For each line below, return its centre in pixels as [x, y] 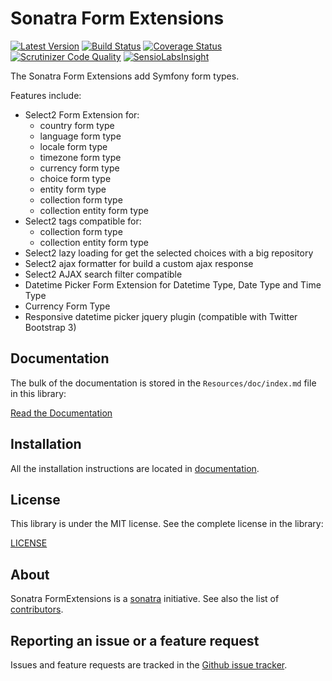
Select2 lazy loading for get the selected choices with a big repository [169, 253]
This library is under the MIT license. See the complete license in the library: [167, 524]
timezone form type [80, 157]
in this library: [38, 393]
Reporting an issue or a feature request [135, 640]
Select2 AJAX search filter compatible [103, 274]
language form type [80, 136]
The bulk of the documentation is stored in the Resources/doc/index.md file [163, 383]
